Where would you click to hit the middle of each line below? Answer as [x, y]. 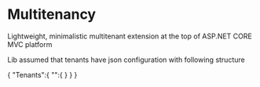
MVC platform [30, 44]
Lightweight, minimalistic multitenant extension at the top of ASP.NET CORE [130, 36]
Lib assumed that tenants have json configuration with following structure [126, 60]
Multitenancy [51, 14]
